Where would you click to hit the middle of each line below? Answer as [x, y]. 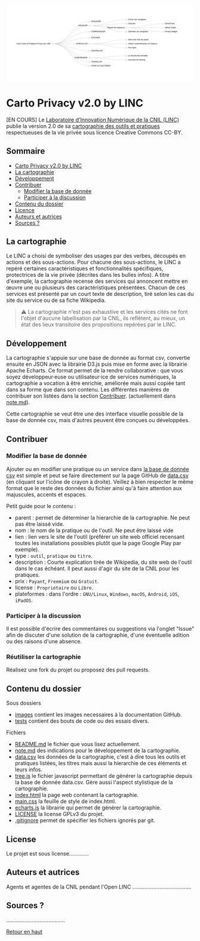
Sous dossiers [24, 703]
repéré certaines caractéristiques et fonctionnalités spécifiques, [85, 268]
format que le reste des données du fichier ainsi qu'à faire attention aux [94, 488]
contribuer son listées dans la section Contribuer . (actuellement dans [91, 396]
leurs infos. [29, 769]
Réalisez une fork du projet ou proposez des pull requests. [78, 670]
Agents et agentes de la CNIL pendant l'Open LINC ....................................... [99, 887]
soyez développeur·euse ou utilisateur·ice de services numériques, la [91, 377]
